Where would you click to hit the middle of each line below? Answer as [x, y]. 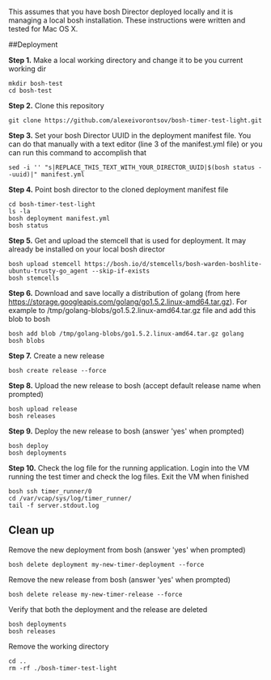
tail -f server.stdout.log [54, 505]
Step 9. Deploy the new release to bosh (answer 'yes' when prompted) [127, 431]
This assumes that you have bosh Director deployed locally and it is [121, 12]
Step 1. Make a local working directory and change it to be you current [126, 60]
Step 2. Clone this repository [57, 106]
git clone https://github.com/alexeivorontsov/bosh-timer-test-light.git [135, 120]
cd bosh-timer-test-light [52, 205]
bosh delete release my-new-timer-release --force [95, 594]
